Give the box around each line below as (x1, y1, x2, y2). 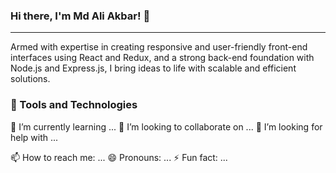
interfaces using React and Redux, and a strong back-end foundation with (10, 52, 315, 64)
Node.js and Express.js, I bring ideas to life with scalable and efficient (10, 62, 297, 74)
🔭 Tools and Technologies (10, 98, 138, 112)
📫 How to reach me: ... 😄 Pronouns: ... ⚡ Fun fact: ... (10, 151, 228, 163)
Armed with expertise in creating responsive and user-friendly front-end (10, 41, 308, 53)
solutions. (10, 73, 51, 85)
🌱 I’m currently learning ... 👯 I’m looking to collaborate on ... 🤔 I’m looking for (10, 120, 323, 133)
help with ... (10, 131, 59, 143)
